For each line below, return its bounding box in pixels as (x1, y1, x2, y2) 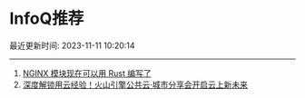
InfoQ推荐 (9, 8, 84, 29)
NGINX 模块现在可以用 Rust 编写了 (22, 67, 152, 78)
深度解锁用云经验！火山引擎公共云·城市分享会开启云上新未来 (22, 79, 248, 90)
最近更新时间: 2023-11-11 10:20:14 (9, 40, 135, 51)
